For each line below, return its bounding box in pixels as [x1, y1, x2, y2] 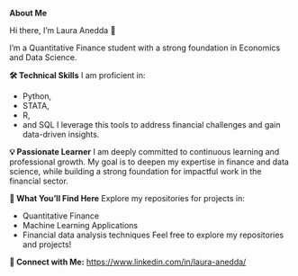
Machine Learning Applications [22, 220, 138, 230]
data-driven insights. [22, 129, 100, 139]
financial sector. [9, 175, 69, 186]
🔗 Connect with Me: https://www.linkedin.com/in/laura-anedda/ [9, 256, 247, 267]
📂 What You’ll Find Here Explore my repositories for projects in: [9, 193, 245, 203]
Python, [22, 91, 52, 102]
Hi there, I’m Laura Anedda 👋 [9, 25, 116, 35]
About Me [9, 8, 48, 18]
